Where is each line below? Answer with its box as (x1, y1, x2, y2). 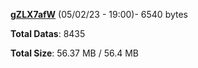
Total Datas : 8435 (10, 28, 86, 39)
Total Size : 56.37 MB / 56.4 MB (10, 47, 140, 59)
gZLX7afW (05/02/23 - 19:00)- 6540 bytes (10, 9, 189, 20)
